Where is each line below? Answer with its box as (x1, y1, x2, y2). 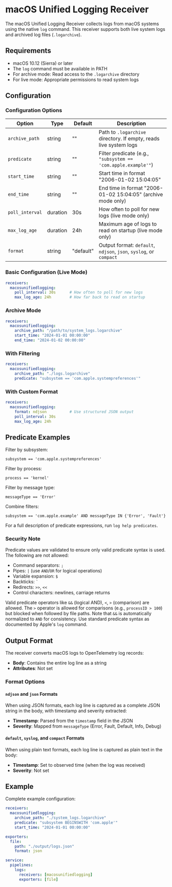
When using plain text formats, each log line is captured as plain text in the (5, 746, 163, 752)
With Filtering (5, 349, 40, 357)
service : (5, 858, 24, 863)
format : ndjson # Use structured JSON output (14, 409, 134, 414)
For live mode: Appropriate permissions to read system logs (12, 76, 139, 83)
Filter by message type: (5, 485, 55, 491)
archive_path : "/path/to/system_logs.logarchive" (14, 328, 123, 334)
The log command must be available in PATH (12, 65, 107, 71)
